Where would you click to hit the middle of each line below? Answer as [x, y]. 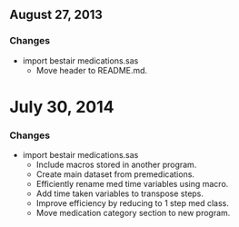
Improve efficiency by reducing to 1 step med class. [133, 203]
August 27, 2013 [56, 15]
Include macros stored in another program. [116, 165]
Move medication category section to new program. [133, 213]
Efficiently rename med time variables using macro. [132, 184]
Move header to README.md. [92, 70]
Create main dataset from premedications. [115, 174]
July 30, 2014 [62, 107]
